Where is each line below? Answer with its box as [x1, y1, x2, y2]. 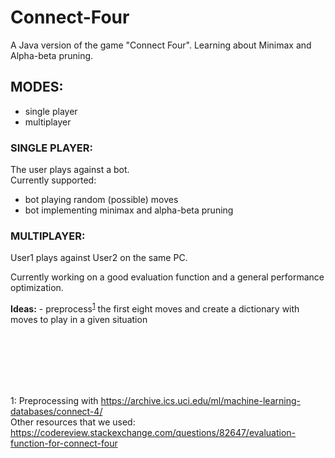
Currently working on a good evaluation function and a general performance [10, 271, 325, 283]
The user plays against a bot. [10, 164, 130, 176]
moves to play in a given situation [10, 314, 148, 325]
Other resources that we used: [10, 416, 136, 428]
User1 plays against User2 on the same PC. [10, 252, 188, 264]
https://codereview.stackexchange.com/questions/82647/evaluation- [10, 427, 297, 438]
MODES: [10, 79, 64, 96]
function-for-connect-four [10, 437, 118, 449]
